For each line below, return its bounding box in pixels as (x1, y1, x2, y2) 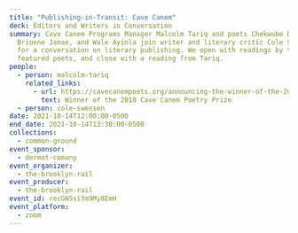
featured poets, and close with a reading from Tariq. (17, 54, 224, 63)
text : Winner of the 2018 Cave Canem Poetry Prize (41, 95, 232, 105)
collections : (9, 128, 58, 137)
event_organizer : (9, 161, 74, 170)
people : (9, 63, 38, 72)
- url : (32, 87, 58, 96)
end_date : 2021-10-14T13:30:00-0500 (9, 120, 145, 129)
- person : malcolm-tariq (17, 71, 109, 80)
